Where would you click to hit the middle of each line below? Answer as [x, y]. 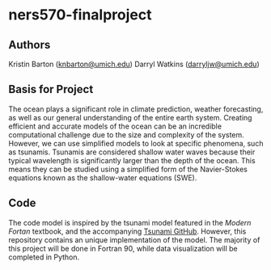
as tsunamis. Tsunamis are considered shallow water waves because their [132, 152]
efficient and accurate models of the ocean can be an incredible [115, 126]
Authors [30, 45]
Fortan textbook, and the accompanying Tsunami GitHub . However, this [127, 231]
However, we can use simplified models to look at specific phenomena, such [136, 143]
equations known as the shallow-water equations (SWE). [103, 177]
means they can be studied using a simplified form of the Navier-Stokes [128, 169]
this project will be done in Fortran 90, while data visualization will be [123, 248]
